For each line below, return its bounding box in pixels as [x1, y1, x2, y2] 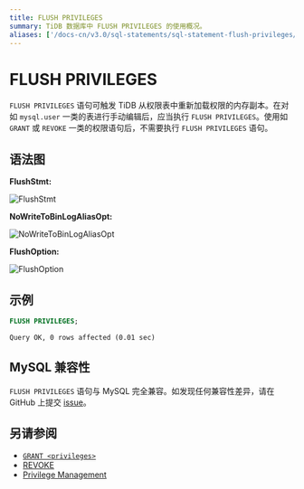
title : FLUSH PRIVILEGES [9, 13, 103, 23]
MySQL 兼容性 [9, 360, 90, 375]
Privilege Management [22, 469, 107, 480]
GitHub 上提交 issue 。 [9, 397, 92, 408]
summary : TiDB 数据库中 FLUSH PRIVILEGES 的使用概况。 [9, 22, 207, 31]
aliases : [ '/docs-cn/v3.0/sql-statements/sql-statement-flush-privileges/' [9, 30, 301, 39]
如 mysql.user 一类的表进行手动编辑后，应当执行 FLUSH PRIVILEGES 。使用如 [9, 111, 288, 122]
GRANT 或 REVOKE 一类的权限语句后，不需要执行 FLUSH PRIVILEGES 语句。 [9, 123, 273, 134]
